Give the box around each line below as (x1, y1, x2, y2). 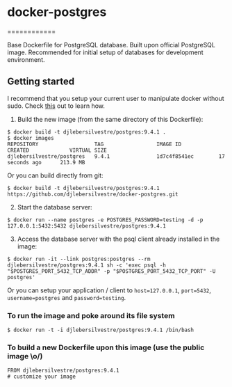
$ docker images (7, 134, 54, 141)
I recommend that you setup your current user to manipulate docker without (7, 94, 224, 102)
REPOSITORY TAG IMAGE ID (7, 141, 182, 148)
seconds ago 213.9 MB (7, 159, 85, 166)
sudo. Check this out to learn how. (7, 102, 106, 110)
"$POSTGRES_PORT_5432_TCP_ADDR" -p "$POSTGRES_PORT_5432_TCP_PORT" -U (7, 267, 216, 275)
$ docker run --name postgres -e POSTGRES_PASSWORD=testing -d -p (7, 216, 204, 223)
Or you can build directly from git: (7, 171, 103, 180)
